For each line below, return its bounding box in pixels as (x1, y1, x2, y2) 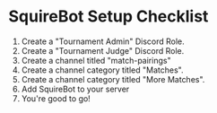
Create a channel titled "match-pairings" (21, 55, 171, 65)
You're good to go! (21, 92, 91, 104)
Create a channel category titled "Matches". (21, 65, 184, 75)
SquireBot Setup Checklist (8, 6, 209, 27)
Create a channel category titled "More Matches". (21, 74, 205, 84)
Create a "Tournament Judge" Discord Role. (21, 45, 185, 56)
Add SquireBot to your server (21, 83, 130, 94)
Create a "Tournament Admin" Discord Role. (21, 36, 185, 47)
